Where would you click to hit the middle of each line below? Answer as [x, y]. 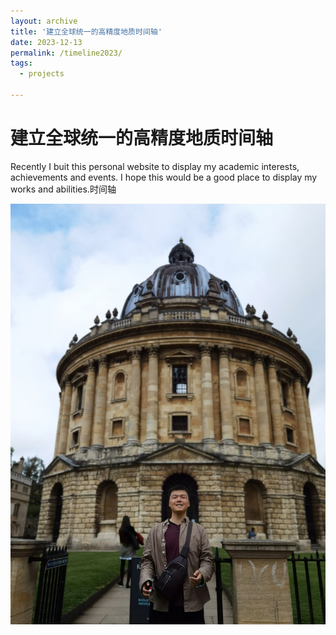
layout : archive [44, 21]
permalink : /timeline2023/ [66, 53]
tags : [21, 63]
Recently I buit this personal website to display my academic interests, [155, 166]
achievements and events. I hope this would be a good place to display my [164, 177]
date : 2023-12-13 [46, 42]
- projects [42, 74]
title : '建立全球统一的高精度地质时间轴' [86, 31]
